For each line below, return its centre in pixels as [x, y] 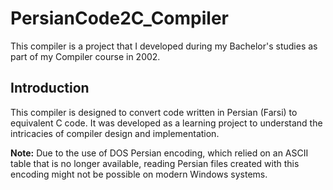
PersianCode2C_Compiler [119, 18]
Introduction [50, 88]
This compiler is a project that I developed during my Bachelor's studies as [164, 46]
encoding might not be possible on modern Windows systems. [139, 174]
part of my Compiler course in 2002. [85, 56]
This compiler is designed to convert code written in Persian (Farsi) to [154, 112]
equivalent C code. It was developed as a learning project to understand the [166, 123]
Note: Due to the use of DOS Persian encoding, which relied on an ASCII [159, 153]
